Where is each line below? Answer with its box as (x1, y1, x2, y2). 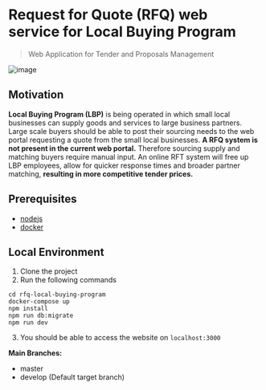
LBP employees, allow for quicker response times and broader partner (8, 160, 241, 170)
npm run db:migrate (8, 311, 74, 320)
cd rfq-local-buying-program (8, 290, 106, 299)
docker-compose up (8, 298, 70, 306)
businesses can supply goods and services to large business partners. (8, 118, 243, 128)
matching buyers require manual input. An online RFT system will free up (8, 152, 249, 161)
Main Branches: (8, 348, 63, 358)
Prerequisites (8, 193, 77, 206)
